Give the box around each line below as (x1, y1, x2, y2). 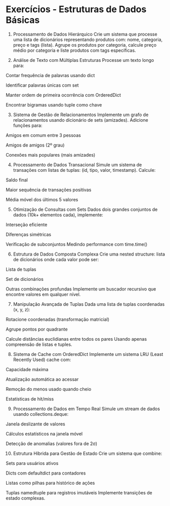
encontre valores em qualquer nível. (6, 291, 81, 297)
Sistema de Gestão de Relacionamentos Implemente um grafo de (13, 112, 149, 118)
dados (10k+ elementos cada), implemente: (13, 211, 103, 218)
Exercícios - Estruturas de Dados (6, 4, 147, 15)
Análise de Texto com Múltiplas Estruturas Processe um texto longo (13, 57, 154, 63)
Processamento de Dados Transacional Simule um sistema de (13, 161, 142, 168)
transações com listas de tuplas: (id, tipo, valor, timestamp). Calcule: (13, 167, 156, 173)
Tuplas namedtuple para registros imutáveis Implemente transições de (6, 489, 152, 495)
